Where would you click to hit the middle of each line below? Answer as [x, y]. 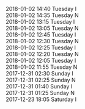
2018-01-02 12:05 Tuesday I [41, 61]
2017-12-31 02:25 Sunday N [41, 80]
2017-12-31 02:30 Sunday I [40, 73]
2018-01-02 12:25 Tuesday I [41, 47]
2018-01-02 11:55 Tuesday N [42, 67]
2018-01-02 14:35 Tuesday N [42, 15]
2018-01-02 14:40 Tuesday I [41, 9]
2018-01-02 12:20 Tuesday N [42, 54]
